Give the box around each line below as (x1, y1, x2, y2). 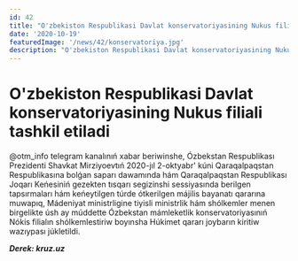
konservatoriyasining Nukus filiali (9, 103, 263, 123)
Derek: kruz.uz (9, 243, 66, 254)
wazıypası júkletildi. (9, 226, 81, 237)
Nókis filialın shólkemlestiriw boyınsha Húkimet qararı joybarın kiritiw (9, 217, 260, 227)
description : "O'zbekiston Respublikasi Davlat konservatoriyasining (9, 46, 272, 55)
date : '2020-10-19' (9, 29, 82, 38)
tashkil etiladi (9, 121, 111, 142)
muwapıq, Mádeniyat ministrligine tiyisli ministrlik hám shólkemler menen (9, 198, 276, 209)
